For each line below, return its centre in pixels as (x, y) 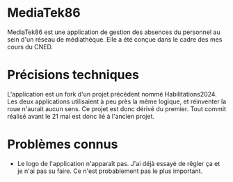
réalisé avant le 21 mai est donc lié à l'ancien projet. (81, 116)
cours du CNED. (30, 47)
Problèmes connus (63, 144)
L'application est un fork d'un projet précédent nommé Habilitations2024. (112, 94)
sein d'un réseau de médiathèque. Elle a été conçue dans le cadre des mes (115, 39)
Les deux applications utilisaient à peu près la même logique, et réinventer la (117, 101)
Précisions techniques (73, 75)
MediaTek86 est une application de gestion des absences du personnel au (114, 32)
